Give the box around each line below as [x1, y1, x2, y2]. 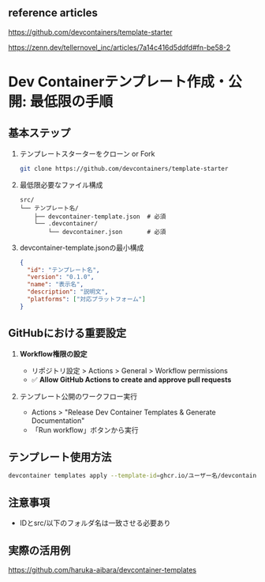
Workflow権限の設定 [19, 349, 88, 358]
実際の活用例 [8, 543, 71, 557]
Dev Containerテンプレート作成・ [8, 73, 229, 90]
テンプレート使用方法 [8, 451, 112, 464]
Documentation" [31, 415, 85, 425]
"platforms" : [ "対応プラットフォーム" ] [27, 296, 146, 304]
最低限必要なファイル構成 [19, 180, 103, 189]
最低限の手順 [29, 93, 113, 110]
